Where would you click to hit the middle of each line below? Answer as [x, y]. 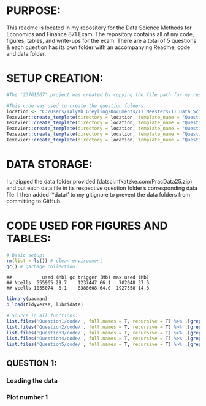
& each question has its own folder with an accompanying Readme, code [98, 47]
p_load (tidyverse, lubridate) [45, 305]
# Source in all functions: [42, 316]
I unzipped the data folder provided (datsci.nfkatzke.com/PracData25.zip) [99, 181]
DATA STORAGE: [50, 164]
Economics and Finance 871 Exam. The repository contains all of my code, [100, 34]
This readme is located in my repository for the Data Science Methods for [99, 28]
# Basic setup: [26, 255]
